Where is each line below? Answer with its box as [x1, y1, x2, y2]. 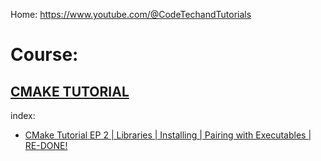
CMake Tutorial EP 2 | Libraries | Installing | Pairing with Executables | [24, 129, 312, 141]
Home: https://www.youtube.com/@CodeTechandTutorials [10, 9, 252, 20]
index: [10, 110, 36, 121]
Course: [10, 44, 79, 66]
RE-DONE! [24, 140, 68, 151]
